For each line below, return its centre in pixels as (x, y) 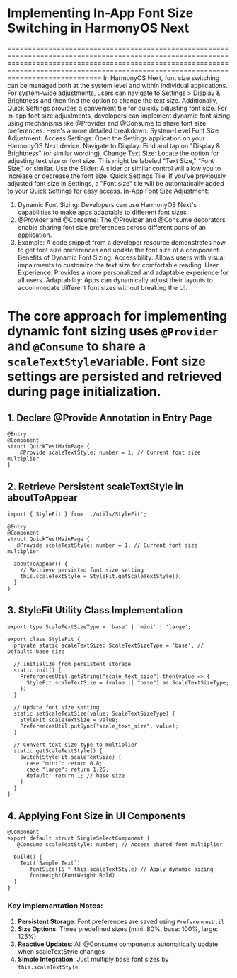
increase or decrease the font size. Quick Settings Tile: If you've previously (117, 176)
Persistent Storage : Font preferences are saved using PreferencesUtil (121, 921)
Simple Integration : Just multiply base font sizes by (93, 959)
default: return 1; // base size (75, 776)
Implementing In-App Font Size (100, 13)
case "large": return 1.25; (68, 769)
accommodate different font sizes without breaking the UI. (102, 287)
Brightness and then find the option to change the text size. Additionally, (112, 100)
